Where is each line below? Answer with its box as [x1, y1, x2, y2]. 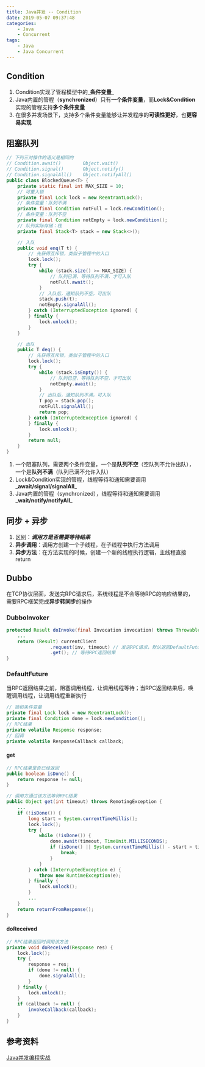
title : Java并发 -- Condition [6, 9, 81, 15]
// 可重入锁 [17, 188, 44, 195]
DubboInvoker [6, 613, 50, 622]
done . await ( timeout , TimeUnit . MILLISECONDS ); [49, 838, 168, 844]
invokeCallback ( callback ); [28, 1007, 97, 1013]
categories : [6, 20, 37, 26]
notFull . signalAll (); [38, 404, 95, 410]
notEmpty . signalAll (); [38, 302, 97, 308]
